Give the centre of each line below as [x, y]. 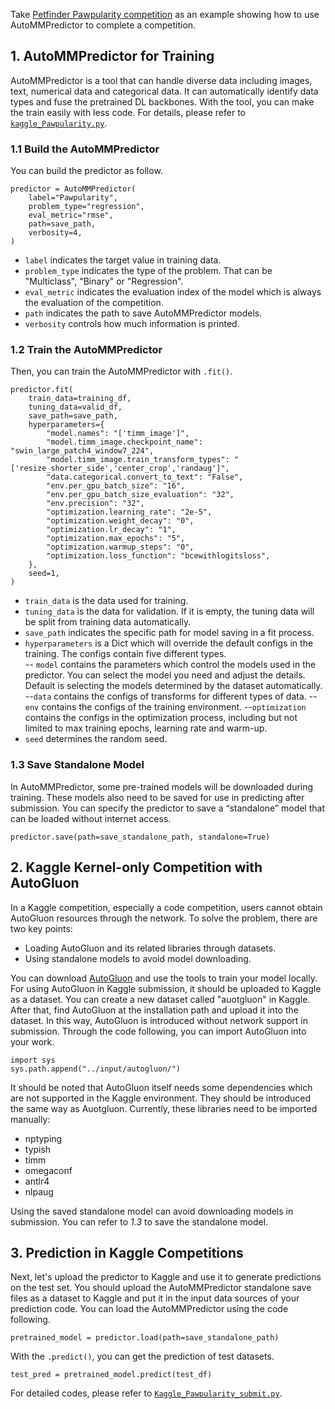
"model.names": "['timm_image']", [118, 434]
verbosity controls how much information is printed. [132, 324]
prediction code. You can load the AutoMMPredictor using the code [149, 1309]
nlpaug [39, 1191]
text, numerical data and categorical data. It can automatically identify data [164, 91]
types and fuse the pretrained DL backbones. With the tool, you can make [162, 101]
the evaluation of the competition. [94, 303]
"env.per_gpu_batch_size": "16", [116, 486]
